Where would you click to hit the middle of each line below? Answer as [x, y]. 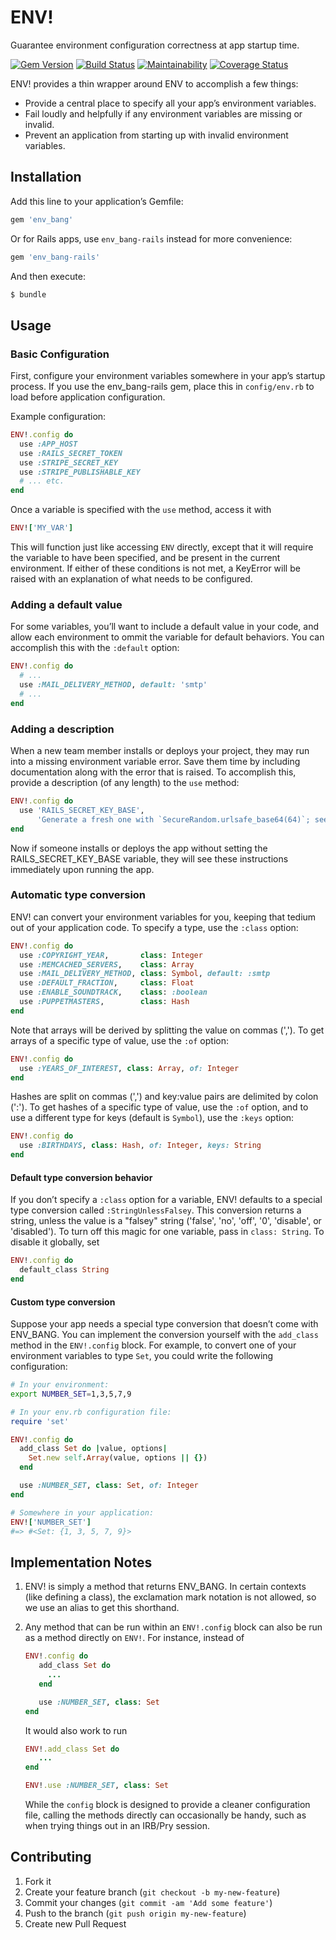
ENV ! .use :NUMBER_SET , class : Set [96, 1786]
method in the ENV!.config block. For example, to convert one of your [153, 1345]
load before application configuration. [88, 397]
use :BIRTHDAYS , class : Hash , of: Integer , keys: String [140, 1146]
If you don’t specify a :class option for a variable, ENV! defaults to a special [166, 1200]
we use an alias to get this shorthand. [102, 1608]
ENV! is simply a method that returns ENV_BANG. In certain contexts [165, 1587]
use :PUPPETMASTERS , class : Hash [104, 1002]
